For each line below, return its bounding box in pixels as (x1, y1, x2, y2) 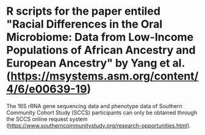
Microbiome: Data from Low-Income (6, 31, 194, 44)
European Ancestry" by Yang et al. (6, 56, 185, 70)
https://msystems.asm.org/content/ (10, 69, 199, 83)
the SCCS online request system (6, 115, 88, 123)
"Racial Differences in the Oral (6, 17, 163, 31)
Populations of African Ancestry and (6, 43, 196, 57)
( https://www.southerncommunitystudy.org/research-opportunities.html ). (6, 122, 191, 129)
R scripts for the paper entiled (6, 4, 160, 18)
